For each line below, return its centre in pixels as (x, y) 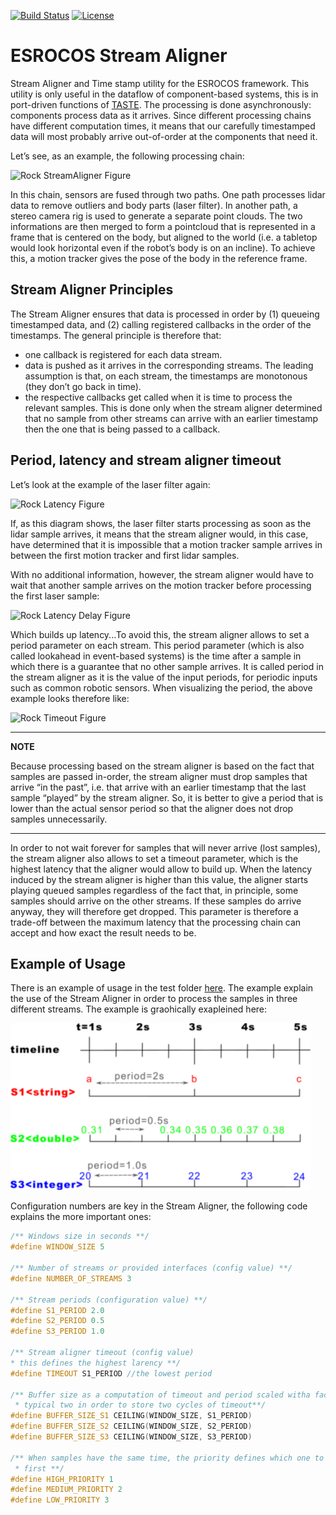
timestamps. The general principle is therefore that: (116, 335)
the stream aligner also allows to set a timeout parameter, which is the (154, 858)
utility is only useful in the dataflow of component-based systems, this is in (164, 94)
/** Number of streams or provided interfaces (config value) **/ (151, 1268)
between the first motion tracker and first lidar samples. (125, 555)
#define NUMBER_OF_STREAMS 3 (71, 1278)
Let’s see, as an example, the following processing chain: (127, 156)
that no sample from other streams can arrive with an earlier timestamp (171, 418)
